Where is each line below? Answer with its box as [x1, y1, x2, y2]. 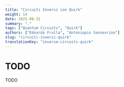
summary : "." [5, 21, 32, 26]
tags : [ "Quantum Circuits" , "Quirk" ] [5, 26, 83, 31]
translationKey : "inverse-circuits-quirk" [5, 40, 93, 44]
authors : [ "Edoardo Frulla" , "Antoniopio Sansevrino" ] [5, 30, 120, 35]
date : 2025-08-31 [5, 16, 41, 21]
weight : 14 [5, 12, 28, 17]
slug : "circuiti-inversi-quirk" [5, 35, 71, 40]
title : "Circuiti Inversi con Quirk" [5, 7, 83, 12]
